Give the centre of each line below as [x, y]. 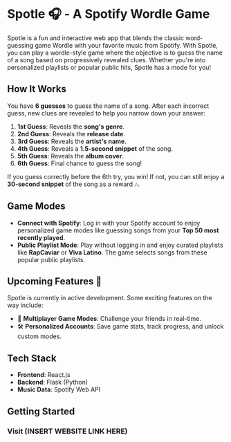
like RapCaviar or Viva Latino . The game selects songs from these [112, 252]
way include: [25, 305]
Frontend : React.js [44, 375]
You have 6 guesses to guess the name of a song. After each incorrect [108, 106]
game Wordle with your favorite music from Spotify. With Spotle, [126, 45]
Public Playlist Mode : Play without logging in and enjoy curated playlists [120, 245]
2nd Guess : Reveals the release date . [71, 133]
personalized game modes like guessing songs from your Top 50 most [118, 230]
